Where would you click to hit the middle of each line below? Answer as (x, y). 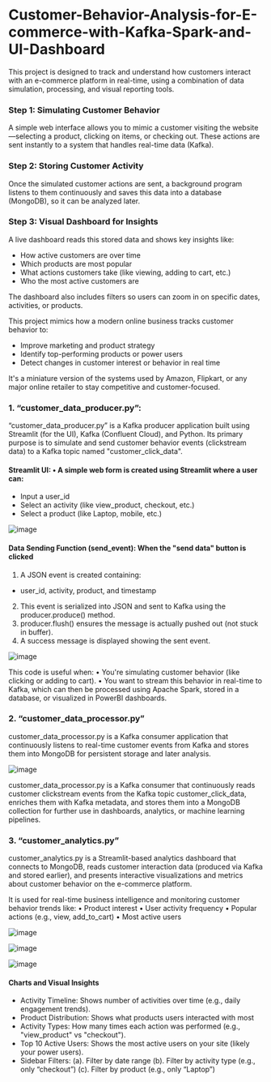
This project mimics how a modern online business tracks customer (121, 321)
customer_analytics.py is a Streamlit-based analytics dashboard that (123, 858)
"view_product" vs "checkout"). (73, 1035)
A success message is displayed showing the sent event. (115, 640)
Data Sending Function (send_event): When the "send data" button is (127, 548)
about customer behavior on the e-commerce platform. (100, 884)
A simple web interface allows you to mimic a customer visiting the (119, 128)
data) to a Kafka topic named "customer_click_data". (96, 451)
